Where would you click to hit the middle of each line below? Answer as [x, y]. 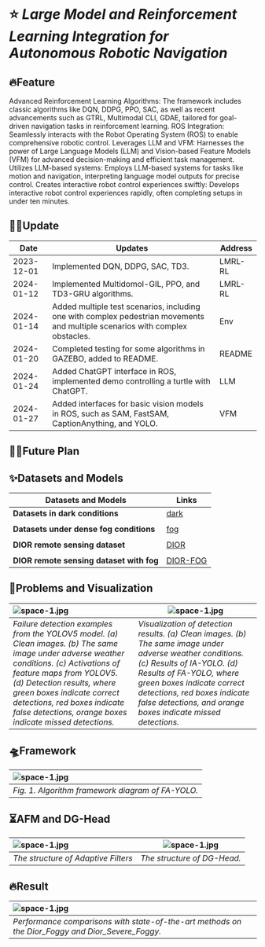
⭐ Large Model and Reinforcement [123, 15]
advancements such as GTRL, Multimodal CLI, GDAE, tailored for [114, 117]
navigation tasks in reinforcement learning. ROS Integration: [128, 126]
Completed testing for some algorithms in [128, 348]
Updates [132, 248]
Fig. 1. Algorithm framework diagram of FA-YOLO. [106, 790]
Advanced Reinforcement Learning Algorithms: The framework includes [125, 101]
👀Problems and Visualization [81, 588]
